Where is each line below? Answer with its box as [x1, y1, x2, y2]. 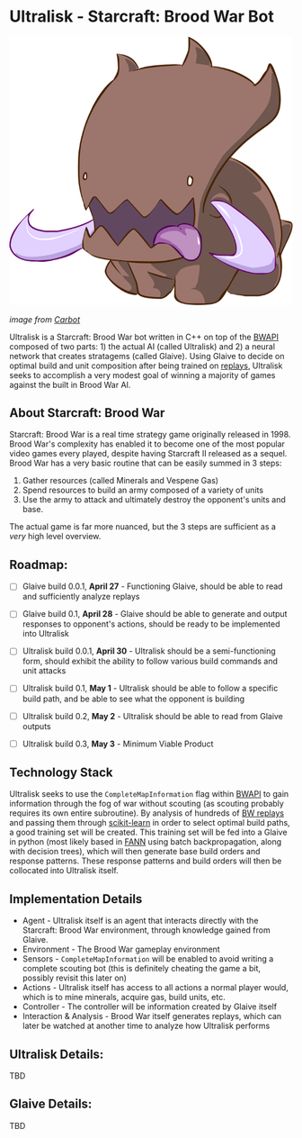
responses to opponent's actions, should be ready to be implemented [22, 619, 280, 629]
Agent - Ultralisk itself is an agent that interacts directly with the [22, 916, 259, 926]
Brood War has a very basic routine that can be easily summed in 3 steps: [9, 457, 282, 469]
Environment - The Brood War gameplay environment [22, 944, 220, 955]
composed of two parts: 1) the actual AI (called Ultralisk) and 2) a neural [9, 340, 276, 352]
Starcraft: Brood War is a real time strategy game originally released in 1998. [9, 429, 291, 440]
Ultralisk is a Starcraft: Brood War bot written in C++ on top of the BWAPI [9, 331, 279, 342]
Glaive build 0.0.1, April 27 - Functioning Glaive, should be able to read [22, 581, 283, 592]
